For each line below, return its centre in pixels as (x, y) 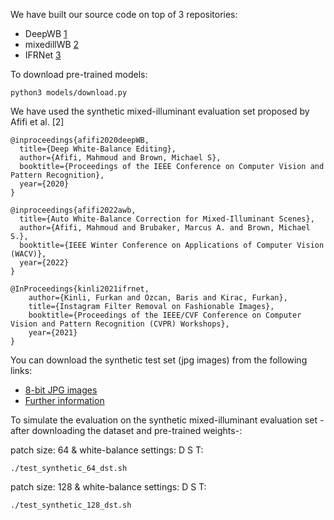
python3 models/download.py (69, 93)
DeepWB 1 (46, 33)
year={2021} (53, 333)
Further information (64, 400)
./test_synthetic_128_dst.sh (71, 505)
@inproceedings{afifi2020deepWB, (80, 140)
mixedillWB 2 (52, 44)
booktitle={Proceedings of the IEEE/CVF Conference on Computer (165, 315)
